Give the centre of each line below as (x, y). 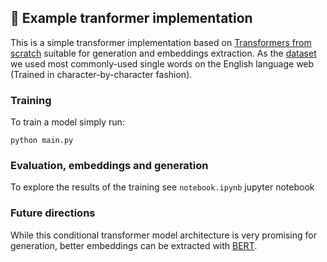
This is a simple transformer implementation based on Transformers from (161, 42)
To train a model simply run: (67, 122)
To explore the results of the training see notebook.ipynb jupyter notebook (162, 187)
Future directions (53, 213)
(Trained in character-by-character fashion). (101, 74)
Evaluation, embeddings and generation (109, 166)
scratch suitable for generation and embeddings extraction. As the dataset (163, 53)
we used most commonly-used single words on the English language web (162, 63)
